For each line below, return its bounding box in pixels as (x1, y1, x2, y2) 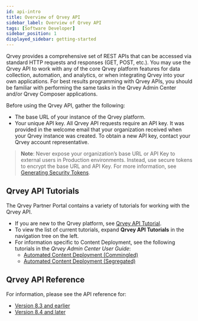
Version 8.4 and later (14, 308, 66, 315)
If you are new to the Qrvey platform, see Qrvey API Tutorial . (14, 220, 162, 227)
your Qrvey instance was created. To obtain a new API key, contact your (14, 132, 191, 139)
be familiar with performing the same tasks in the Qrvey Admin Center (6, 84, 177, 91)
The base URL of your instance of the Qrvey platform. (14, 113, 146, 120)
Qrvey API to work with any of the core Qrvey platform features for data (6, 65, 180, 72)
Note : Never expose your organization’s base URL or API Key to (20, 150, 176, 157)
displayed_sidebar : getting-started (6, 36, 96, 42)
